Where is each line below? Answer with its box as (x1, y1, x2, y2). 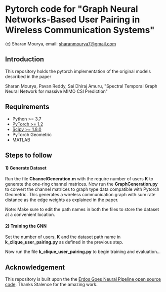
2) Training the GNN (5, 223, 47, 229)
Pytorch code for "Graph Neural (5, 3, 138, 15)
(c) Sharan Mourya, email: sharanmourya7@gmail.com (5, 41, 116, 46)
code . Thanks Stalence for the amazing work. (5, 282, 98, 288)
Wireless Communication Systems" (5, 25, 155, 36)
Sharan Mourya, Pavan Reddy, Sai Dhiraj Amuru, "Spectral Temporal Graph (5, 83, 158, 89)
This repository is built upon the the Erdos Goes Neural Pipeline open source (5, 276, 161, 282)
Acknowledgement (5, 263, 65, 271)
